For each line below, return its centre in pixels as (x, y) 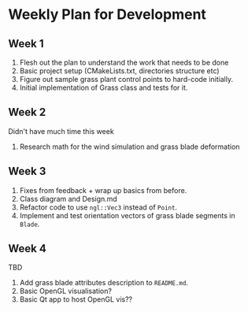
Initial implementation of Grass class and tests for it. (104, 87)
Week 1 (26, 44)
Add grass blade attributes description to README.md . (104, 283)
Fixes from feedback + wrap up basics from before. (103, 190)
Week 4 (28, 249)
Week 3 (27, 171)
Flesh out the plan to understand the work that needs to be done (124, 62)
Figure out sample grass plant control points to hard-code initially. (126, 79)
